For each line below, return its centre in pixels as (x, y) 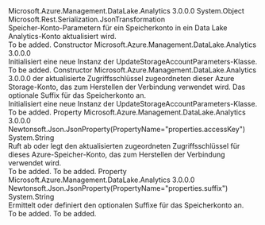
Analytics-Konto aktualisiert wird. (62, 36)
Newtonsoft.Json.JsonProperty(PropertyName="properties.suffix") (118, 188)
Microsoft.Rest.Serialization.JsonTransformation (86, 19)
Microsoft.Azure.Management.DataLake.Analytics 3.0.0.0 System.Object (126, 11)
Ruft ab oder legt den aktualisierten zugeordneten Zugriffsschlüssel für (124, 146)
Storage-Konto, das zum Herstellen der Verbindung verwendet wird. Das (127, 87)
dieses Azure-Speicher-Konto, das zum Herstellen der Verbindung (117, 154)
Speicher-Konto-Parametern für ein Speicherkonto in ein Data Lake (118, 28)
